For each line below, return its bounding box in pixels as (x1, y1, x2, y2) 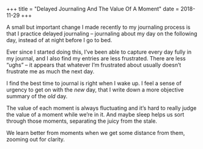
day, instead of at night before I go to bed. (6, 37, 113, 43)
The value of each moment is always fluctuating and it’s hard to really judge (6, 104, 197, 112)
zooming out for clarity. (6, 136, 65, 143)
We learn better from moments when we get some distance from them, (6, 129, 185, 136)
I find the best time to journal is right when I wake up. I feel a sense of (6, 79, 182, 87)
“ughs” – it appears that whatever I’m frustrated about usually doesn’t (6, 61, 182, 68)
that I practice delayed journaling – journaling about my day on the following (6, 30, 197, 37)
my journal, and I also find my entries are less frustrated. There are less (6, 55, 186, 62)
